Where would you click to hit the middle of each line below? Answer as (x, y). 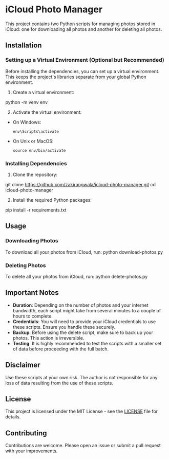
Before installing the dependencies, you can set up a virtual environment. (82, 71)
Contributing (26, 433)
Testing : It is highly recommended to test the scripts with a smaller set (87, 343)
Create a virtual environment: (43, 92)
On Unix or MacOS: (33, 141)
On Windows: (27, 122)
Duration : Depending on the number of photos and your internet (80, 305)
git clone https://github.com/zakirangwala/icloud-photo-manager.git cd (81, 184)
